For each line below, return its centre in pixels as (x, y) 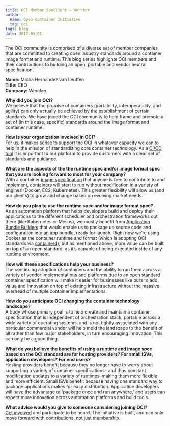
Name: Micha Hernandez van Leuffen (45, 80)
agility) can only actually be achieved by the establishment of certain (77, 111)
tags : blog (17, 29)
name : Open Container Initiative (45, 19)
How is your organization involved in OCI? (50, 137)
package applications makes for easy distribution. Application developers (82, 387)
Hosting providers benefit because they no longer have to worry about (79, 365)
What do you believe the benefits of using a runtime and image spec (79, 349)
